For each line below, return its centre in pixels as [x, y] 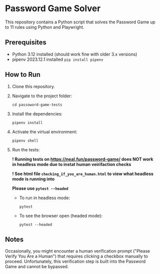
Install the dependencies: [37, 114]
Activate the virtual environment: [45, 131]
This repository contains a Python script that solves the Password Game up [80, 22]
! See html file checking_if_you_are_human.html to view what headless [83, 174]
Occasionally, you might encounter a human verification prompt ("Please [78, 251]
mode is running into [33, 179]
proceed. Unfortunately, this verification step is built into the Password [75, 261]
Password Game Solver [53, 9]
